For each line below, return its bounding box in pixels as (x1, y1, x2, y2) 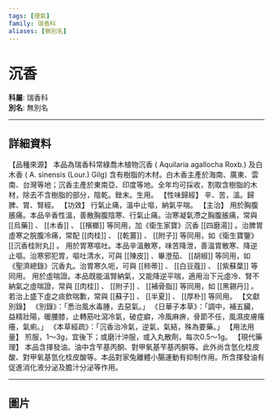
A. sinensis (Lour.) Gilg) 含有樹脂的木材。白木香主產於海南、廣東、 (28, 170, 252, 179)
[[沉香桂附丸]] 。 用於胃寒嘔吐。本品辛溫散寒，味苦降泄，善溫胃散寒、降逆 (8, 241, 258, 251)
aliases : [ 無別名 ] (8, 27, 67, 35)
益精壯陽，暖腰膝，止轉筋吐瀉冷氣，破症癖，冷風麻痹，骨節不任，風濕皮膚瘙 (8, 312, 265, 321)
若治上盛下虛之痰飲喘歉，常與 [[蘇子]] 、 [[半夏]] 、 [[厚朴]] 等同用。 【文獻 (8, 291, 260, 301)
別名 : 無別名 (8, 103, 49, 113)
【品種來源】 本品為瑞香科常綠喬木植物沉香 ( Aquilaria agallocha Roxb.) (8, 160, 247, 170)
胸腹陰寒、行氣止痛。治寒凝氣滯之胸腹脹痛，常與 (93, 210, 258, 220)
